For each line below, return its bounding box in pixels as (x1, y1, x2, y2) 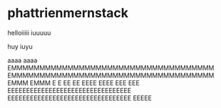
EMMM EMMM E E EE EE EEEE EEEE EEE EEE (7, 78, 140, 87)
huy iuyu (7, 42, 34, 50)
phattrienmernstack (7, 5, 129, 21)
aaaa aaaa (7, 55, 38, 65)
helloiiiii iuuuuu (7, 28, 51, 37)
